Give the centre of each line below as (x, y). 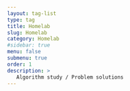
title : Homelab (29, 26)
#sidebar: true (29, 45)
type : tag (21, 20)
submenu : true (27, 58)
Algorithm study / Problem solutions (70, 77)
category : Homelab (33, 39)
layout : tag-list (32, 13)
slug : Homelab (27, 32)
